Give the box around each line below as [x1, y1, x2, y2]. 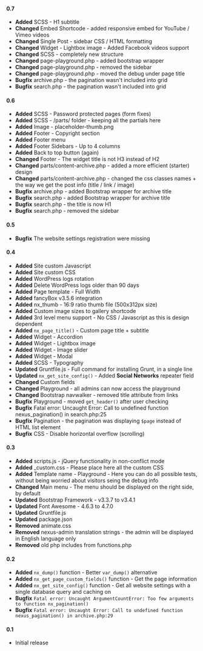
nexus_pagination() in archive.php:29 [15, 613, 113, 619]
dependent [15, 320, 43, 328]
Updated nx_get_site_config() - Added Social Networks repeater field [15, 371, 194, 379]
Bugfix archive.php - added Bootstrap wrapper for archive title [15, 188, 171, 195]
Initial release [15, 639, 48, 647]
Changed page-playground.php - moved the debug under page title [15, 70, 185, 77]
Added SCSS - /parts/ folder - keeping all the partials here [15, 117, 161, 124]
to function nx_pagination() [15, 601, 89, 607]
